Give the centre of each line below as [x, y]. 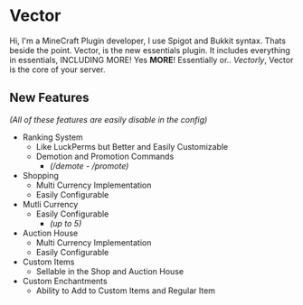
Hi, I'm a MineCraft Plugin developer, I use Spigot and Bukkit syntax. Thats [148, 41]
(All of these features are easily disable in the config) [109, 119]
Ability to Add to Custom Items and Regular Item [125, 291]
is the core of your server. [57, 69]
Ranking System [52, 137]
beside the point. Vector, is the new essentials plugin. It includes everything [150, 50]
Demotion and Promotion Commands [105, 156]
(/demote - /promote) [89, 166]
